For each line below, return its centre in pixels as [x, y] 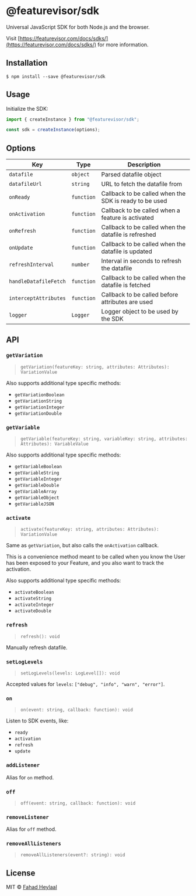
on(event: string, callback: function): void [76, 710]
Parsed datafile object [131, 175]
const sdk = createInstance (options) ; [53, 130]
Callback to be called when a [141, 210]
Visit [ [13, 38]
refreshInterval [32, 265]
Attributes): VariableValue [54, 444]
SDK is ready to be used [134, 201]
